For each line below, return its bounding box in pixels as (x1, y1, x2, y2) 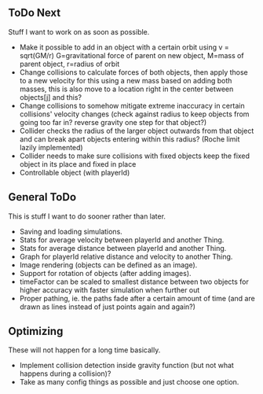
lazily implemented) (19, 142, 84, 152)
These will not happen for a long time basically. (8, 345, 161, 355)
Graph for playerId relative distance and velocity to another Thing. (19, 252, 233, 261)
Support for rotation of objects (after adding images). (19, 268, 192, 278)
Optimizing (8, 325, 64, 338)
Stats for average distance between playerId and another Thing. (19, 243, 227, 252)
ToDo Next (8, 6, 61, 20)
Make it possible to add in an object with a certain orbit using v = (19, 42, 229, 52)
